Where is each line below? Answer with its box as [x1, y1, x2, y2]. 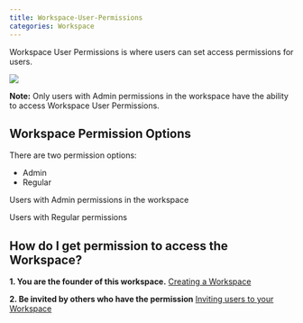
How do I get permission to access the [9, 238, 228, 254]
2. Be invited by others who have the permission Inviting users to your [9, 294, 274, 305]
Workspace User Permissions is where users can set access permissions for [9, 46, 294, 57]
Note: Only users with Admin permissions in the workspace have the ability [9, 90, 289, 101]
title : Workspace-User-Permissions [9, 13, 143, 23]
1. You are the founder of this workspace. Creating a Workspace [9, 276, 252, 287]
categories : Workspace [9, 22, 95, 31]
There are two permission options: [9, 150, 137, 161]
